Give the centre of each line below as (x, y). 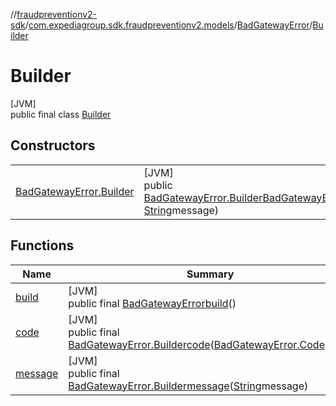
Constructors (53, 145)
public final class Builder (61, 114)
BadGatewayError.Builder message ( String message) (188, 386)
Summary (210, 274)
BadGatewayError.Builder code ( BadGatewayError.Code (196, 344)
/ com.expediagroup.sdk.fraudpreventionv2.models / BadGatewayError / (168, 25)
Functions (42, 245)
